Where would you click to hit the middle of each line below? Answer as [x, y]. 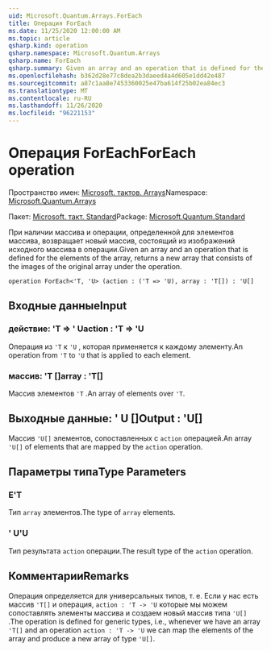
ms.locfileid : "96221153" [52, 114]
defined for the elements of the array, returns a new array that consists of [130, 258]
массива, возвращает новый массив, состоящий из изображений [122, 240]
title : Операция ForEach [50, 23]
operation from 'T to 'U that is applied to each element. [100, 355]
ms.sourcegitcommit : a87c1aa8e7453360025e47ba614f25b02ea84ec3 [117, 83]
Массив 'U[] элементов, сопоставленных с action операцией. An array [130, 438]
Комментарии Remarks [69, 576]
